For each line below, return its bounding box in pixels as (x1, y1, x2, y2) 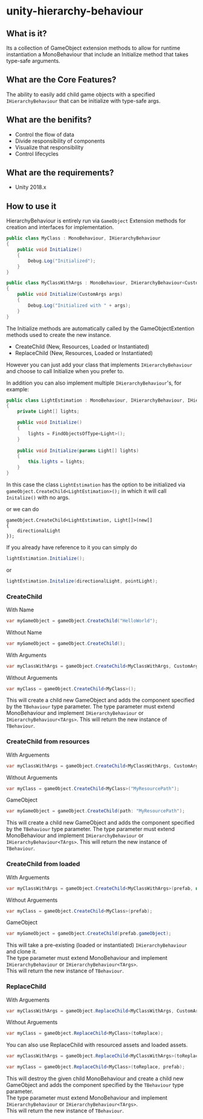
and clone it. (6, 948, 37, 955)
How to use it (6, 201, 57, 211)
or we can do (6, 505, 39, 512)
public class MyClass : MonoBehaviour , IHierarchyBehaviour (6, 235, 161, 241)
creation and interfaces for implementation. (6, 224, 114, 231)
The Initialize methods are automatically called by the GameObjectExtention (6, 325, 195, 332)
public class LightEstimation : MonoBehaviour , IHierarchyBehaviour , (6, 397, 185, 403)
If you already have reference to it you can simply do (6, 543, 138, 551)
